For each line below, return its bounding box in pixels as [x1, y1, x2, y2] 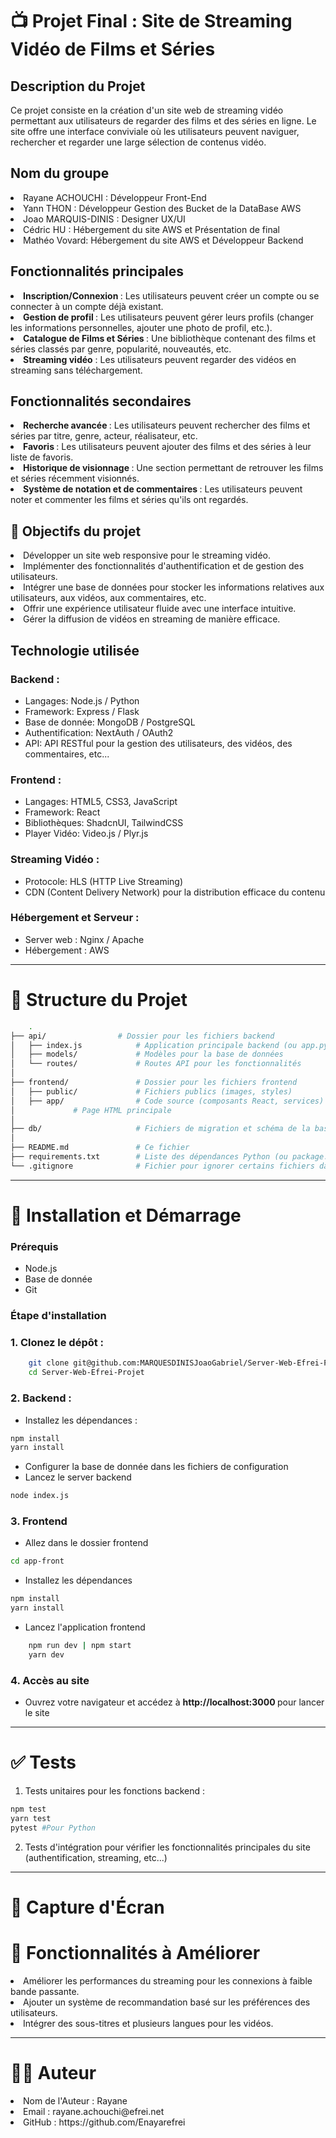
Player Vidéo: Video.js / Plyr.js [24, 828, 149, 840]
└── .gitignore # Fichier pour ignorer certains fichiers [10, 1161, 315, 1171]
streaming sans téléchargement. [10, 364, 143, 376]
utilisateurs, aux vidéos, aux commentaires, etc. [10, 592, 207, 604]
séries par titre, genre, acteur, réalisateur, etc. [10, 430, 198, 442]
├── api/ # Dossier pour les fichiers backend [10, 1031, 275, 1041]
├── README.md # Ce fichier [10, 1143, 190, 1153]
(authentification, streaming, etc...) [24, 1851, 168, 1863]
